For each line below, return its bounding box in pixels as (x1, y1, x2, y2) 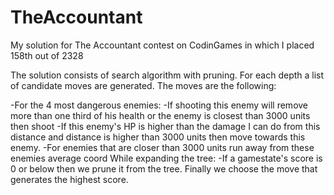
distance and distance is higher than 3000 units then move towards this (10, 131, 306, 143)
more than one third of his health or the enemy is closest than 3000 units (10, 109, 311, 121)
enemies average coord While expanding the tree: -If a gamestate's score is (10, 152, 323, 164)
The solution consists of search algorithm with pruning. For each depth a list (10, 69, 325, 81)
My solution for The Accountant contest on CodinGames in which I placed (10, 39, 315, 51)
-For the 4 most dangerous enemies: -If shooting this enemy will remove (10, 99, 309, 111)
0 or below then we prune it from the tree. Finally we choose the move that (10, 162, 318, 175)
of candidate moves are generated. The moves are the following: (10, 79, 277, 91)
